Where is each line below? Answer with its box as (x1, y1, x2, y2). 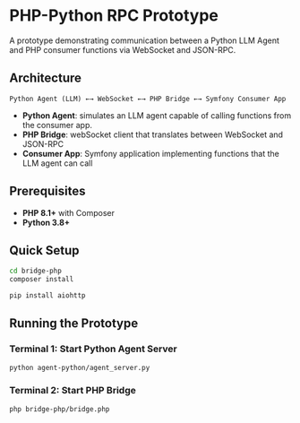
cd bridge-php (9, 266, 63, 276)
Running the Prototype (9, 315, 139, 332)
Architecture (9, 71, 82, 86)
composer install (9, 275, 74, 284)
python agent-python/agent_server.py (9, 363, 150, 372)
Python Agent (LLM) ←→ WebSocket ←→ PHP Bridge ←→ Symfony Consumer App (9, 94, 287, 103)
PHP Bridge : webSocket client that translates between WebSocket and (21, 129, 284, 140)
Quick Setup (9, 243, 80, 258)
